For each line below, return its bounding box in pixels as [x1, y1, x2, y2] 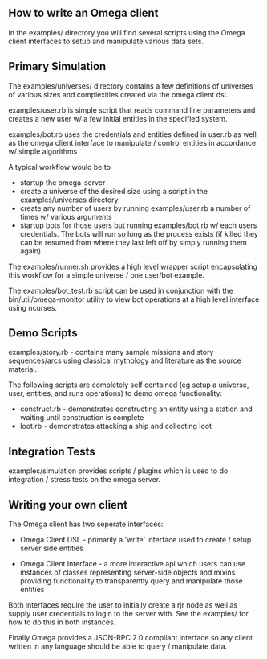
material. [8, 365, 38, 374]
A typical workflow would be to [8, 162, 111, 171]
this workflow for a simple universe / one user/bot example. [8, 270, 204, 280]
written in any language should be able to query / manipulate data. [8, 641, 228, 651]
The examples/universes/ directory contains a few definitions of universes [8, 80, 254, 91]
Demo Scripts [8, 326, 78, 340]
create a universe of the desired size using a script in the [19, 186, 208, 196]
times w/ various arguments [19, 212, 112, 221]
